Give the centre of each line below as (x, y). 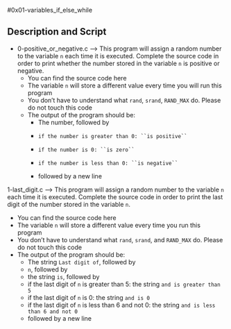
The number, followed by (74, 122)
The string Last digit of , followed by (82, 262)
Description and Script (57, 32)
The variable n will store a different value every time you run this (109, 225)
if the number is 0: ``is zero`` (86, 150)
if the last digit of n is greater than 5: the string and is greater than (124, 284)
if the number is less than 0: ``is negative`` (108, 163)
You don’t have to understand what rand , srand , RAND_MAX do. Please (124, 100)
